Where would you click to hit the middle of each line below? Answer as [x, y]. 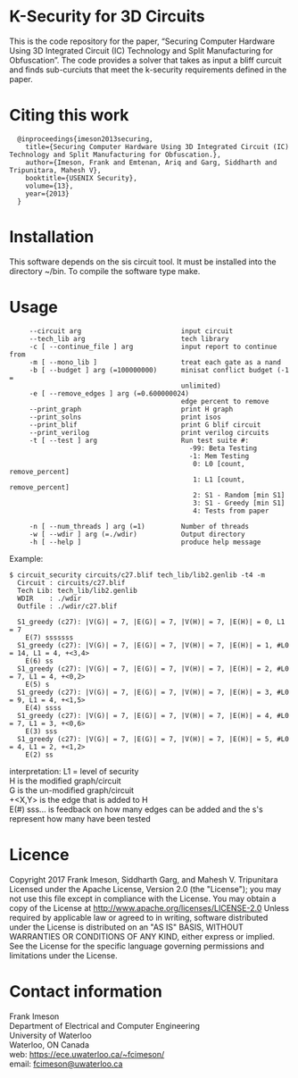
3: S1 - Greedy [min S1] [239, 503]
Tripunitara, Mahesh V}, [55, 170]
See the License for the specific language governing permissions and [137, 946]
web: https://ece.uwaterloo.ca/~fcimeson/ [87, 1054]
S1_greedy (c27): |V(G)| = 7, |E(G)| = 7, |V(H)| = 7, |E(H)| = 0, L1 [151, 622]
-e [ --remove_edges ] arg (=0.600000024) [109, 393]
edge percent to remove [225, 401]
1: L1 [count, [219, 480]
